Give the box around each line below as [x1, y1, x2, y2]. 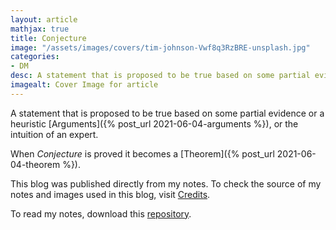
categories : [10, 52, 60, 62]
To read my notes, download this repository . [10, 207, 192, 220]
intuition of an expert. [10, 128, 99, 140]
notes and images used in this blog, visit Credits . [10, 188, 211, 200]
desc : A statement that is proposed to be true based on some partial [10, 71, 311, 81]
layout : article [10, 14, 78, 25]
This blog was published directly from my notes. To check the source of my [10, 177, 322, 190]
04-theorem [10, 158, 61, 170]
